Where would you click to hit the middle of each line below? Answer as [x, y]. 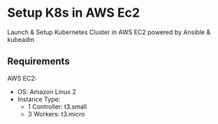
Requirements [38, 62]
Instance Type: [39, 99]
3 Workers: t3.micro [56, 114]
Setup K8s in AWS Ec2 [74, 13]
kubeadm [21, 39]
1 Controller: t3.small [57, 107]
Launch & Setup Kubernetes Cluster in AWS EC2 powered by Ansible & [109, 32]
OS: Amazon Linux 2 [47, 91]
